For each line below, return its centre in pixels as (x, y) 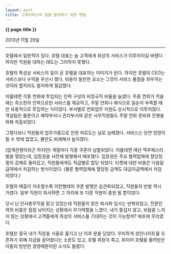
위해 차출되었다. (21, 122)
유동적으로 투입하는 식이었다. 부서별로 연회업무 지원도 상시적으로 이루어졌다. (86, 109)
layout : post (19, 10)
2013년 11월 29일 (22, 40)
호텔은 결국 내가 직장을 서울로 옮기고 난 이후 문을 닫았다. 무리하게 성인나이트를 (83, 233)
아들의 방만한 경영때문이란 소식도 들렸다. (45, 246)
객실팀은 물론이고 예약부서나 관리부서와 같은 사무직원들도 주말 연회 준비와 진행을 (85, 115)
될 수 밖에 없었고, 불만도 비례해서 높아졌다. (47, 139)
